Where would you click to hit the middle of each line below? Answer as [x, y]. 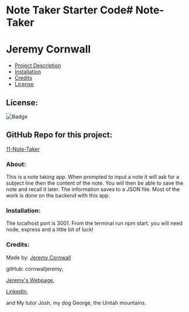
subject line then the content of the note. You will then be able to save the [95, 183]
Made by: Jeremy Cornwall [39, 257]
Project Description [38, 65]
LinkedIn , [17, 291]
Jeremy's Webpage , [30, 280]
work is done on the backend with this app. [58, 196]
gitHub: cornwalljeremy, [35, 269]
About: [16, 164]
